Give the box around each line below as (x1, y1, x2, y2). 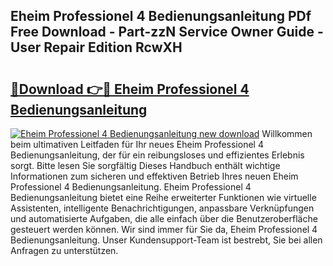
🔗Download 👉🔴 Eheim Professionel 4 (10, 80, 250, 98)
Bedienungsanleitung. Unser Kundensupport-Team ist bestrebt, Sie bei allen (10, 234, 323, 246)
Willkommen (261, 128, 313, 139)
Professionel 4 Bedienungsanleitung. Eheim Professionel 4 (10, 181, 252, 193)
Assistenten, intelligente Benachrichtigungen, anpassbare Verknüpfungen (10, 202, 315, 214)
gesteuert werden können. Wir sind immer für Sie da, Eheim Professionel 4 (10, 224, 318, 235)
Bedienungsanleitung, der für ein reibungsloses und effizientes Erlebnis (10, 149, 305, 161)
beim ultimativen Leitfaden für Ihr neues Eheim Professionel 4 (10, 139, 264, 150)
